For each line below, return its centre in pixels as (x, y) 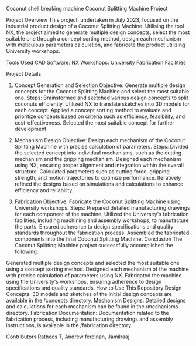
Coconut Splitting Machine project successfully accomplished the (94, 245)
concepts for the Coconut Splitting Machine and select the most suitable (102, 91)
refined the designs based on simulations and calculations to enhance (99, 184)
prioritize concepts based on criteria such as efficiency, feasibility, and (100, 116)
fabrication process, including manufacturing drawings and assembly (90, 319)
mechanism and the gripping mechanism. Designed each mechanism (98, 159)
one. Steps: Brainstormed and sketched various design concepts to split (101, 98)
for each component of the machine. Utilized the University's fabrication (102, 214)
